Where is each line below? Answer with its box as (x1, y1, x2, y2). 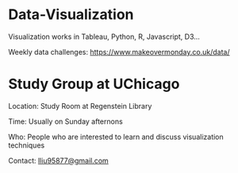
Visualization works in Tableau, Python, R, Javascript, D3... (8, 32, 201, 41)
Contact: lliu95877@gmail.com (8, 156, 109, 165)
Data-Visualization (8, 6, 134, 24)
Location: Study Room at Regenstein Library (8, 101, 152, 110)
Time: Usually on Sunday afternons (8, 117, 123, 126)
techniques (8, 140, 45, 150)
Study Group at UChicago (8, 75, 180, 93)
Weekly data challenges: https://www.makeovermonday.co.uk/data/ (8, 47, 230, 56)
